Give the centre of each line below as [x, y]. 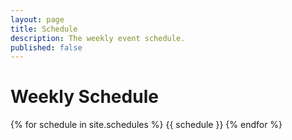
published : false [46, 47]
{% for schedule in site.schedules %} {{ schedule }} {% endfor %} [146, 125]
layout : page [37, 19]
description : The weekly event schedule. [98, 38]
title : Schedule [44, 29]
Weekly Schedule [84, 97]
